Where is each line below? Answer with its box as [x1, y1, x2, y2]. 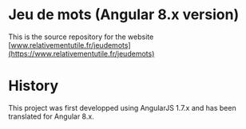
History [8, 77, 59, 95]
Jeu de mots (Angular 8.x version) [8, 6, 240, 24]
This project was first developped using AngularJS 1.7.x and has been [8, 103, 237, 112]
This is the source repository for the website [8, 32, 154, 41]
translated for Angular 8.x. [8, 111, 94, 121]
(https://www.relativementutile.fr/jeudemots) [8, 49, 155, 58]
